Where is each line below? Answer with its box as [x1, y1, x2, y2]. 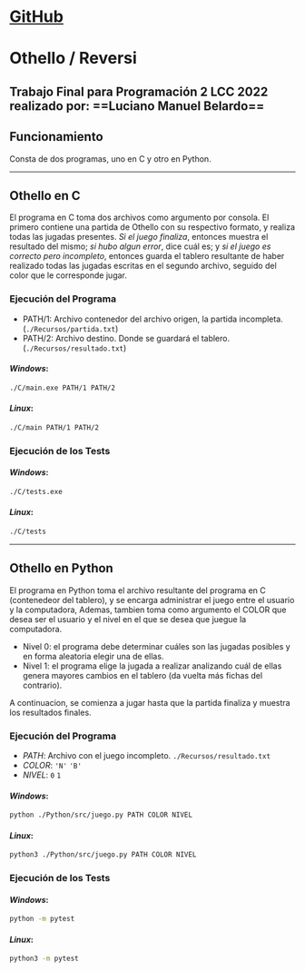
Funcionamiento [9, 129, 103, 144]
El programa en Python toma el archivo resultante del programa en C [9, 584, 266, 596]
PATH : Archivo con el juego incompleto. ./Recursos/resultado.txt [22, 750, 271, 761]
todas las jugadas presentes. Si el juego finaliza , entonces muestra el [9, 232, 269, 243]
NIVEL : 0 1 [22, 769, 62, 780]
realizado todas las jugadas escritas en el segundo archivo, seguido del [9, 261, 277, 272]
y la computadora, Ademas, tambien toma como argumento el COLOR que [9, 604, 287, 615]
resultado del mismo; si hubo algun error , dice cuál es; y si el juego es [9, 241, 271, 252]
